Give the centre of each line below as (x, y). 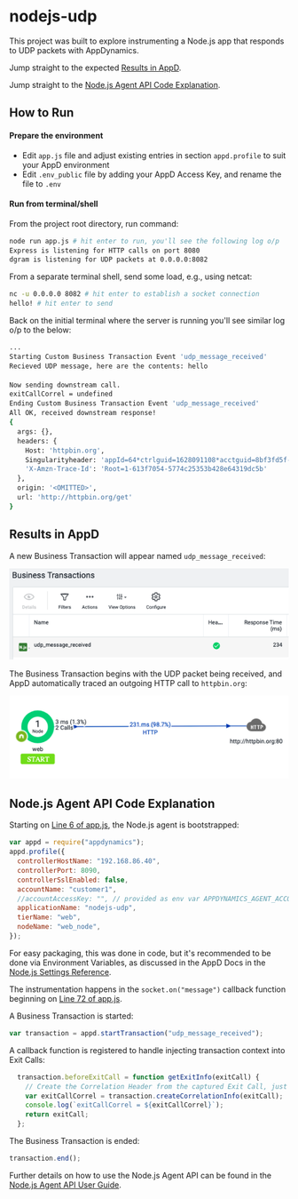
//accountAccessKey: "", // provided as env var (109, 899)
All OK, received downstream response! (83, 413)
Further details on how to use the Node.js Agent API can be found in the (141, 1175)
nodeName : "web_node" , (59, 927)
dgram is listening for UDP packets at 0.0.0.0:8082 (109, 260)
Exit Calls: (27, 1059)
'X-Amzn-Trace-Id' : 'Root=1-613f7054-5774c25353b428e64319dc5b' (146, 469)
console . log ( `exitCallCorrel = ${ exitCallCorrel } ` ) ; (125, 1105)
